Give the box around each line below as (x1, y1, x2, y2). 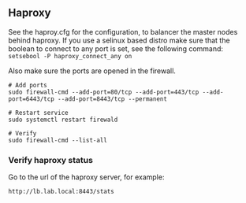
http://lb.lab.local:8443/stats (8, 188, 114, 196)
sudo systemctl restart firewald (8, 116, 118, 124)
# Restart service (8, 109, 69, 116)
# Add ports (8, 81, 47, 89)
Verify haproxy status (8, 154, 93, 165)
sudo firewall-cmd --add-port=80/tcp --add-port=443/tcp (8, 88, 199, 96)
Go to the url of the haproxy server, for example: (8, 172, 165, 182)
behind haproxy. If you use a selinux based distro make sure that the (8, 35, 230, 45)
